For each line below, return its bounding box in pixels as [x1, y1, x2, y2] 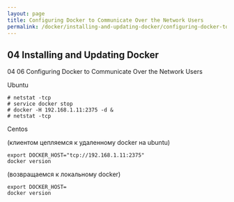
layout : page [7, 10, 45, 17]
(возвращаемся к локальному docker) [7, 170, 121, 178]
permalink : [7, 23, 39, 30]
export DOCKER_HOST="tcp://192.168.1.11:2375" [7, 152, 145, 159]
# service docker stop [7, 100, 73, 108]
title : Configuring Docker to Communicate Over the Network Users [7, 17, 204, 24]
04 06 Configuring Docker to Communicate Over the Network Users [7, 68, 203, 76]
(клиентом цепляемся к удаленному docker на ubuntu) [7, 139, 171, 147]
